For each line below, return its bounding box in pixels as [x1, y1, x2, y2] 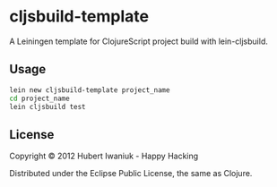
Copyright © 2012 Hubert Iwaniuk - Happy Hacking [9, 150, 199, 162]
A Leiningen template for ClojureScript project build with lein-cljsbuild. [9, 36, 269, 47]
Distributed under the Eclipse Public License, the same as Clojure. [9, 168, 253, 179]
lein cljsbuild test [9, 102, 87, 111]
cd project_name [9, 94, 70, 103]
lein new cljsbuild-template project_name [9, 85, 170, 95]
